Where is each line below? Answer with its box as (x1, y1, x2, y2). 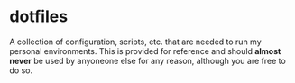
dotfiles (9, 6, 69, 27)
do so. (9, 65, 33, 76)
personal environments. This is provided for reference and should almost (9, 45, 281, 56)
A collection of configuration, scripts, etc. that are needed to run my (9, 36, 262, 47)
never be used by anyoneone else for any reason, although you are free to (9, 55, 286, 66)
